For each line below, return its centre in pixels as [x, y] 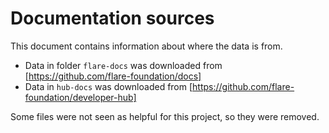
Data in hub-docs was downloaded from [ [108, 86]
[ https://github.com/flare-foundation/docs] [113, 76]
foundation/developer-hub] [80, 97]
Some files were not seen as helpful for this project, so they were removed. [165, 116]
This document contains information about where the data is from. [146, 46]
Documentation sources [112, 18]
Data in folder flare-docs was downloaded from [123, 65]
